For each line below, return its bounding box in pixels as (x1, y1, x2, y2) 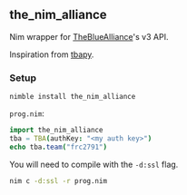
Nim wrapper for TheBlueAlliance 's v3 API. (9, 31, 169, 42)
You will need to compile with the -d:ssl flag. (9, 159, 179, 170)
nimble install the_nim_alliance (9, 93, 136, 102)
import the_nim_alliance (9, 126, 103, 135)
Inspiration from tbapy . (9, 49, 94, 60)
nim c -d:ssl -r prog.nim (9, 176, 107, 185)
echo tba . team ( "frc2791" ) (9, 142, 107, 151)
